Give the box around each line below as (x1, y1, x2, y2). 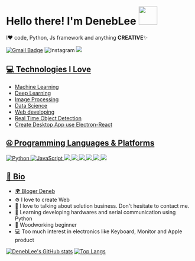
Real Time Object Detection (14, 114, 82, 121)
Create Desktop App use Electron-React (14, 121, 113, 128)
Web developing (14, 108, 55, 115)
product (14, 237, 34, 244)
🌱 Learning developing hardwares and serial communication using (14, 209, 176, 216)
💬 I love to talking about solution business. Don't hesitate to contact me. (14, 202, 190, 210)
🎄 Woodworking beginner (14, 221, 77, 228)
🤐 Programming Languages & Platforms (6, 138, 155, 148)
